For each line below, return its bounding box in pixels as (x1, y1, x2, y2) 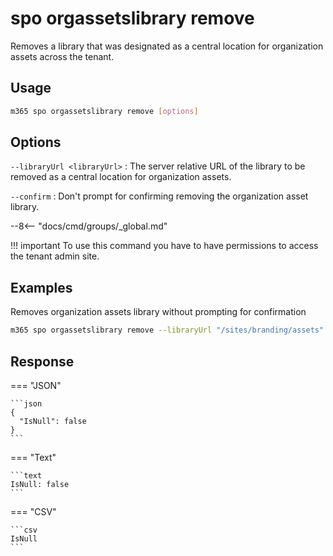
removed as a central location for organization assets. (10, 171, 232, 183)
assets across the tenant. (10, 50, 115, 62)
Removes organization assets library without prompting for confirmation (10, 306, 307, 318)
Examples (10, 279, 73, 296)
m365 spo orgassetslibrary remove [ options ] (10, 106, 199, 116)
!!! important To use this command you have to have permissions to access (10, 240, 319, 252)
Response (10, 353, 75, 370)
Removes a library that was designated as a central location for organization (10, 40, 324, 52)
